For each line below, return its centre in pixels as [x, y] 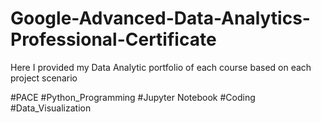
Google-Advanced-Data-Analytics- [160, 18]
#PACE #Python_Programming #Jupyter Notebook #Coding [133, 97]
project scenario [44, 78]
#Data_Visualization [51, 108]
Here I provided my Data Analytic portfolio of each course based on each [161, 67]
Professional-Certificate [113, 39]
